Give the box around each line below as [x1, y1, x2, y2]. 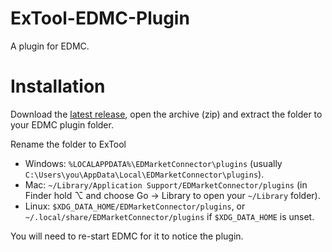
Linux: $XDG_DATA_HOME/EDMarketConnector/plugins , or [24, 200, 246, 212]
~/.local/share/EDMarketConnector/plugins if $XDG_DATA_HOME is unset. [24, 210, 315, 222]
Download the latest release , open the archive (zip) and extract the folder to [10, 108, 323, 120]
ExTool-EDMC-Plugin [10, 7, 190, 30]
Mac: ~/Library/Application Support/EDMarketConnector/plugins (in [24, 178, 308, 191]
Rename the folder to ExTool [10, 138, 127, 150]
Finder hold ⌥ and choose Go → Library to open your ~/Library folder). [24, 189, 321, 201]
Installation [10, 75, 106, 98]
